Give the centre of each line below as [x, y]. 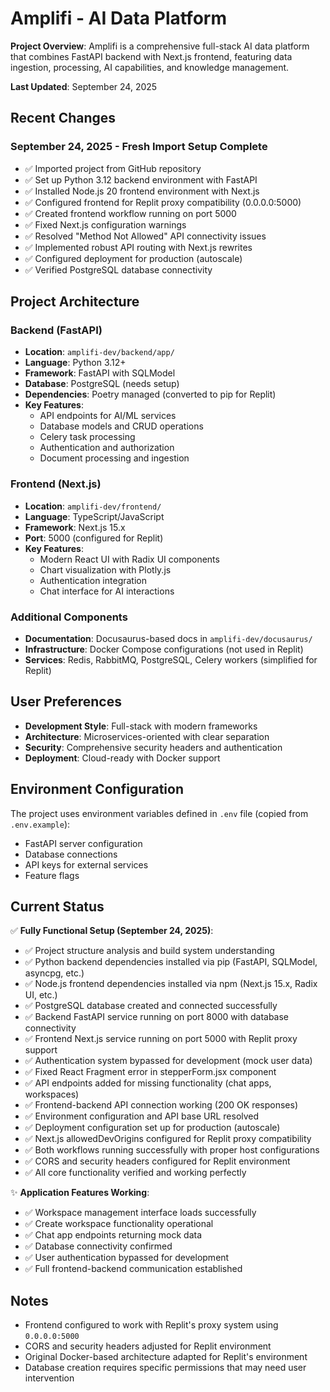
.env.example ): [40, 824]
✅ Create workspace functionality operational [119, 1224]
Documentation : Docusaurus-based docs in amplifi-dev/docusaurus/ [168, 638]
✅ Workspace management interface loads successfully [140, 1213]
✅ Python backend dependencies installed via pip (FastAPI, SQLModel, [171, 962]
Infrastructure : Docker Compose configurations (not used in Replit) [164, 649]
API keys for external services [86, 864]
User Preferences [66, 702]
